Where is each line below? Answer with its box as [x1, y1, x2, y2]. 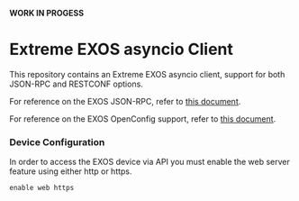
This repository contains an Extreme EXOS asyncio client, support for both [9, 69, 285, 79]
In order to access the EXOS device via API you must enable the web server [9, 157, 291, 168]
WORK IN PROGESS [9, 8, 84, 18]
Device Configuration [9, 135, 105, 148]
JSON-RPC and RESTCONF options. [9, 78, 144, 89]
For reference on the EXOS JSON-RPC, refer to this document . [9, 96, 241, 106]
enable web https [9, 184, 75, 193]
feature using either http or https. [9, 166, 132, 177]
